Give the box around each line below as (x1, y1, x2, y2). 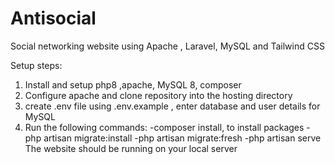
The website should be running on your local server (24, 142, 238, 154)
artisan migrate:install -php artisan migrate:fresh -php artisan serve (43, 132, 322, 144)
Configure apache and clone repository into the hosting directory (24, 89, 293, 101)
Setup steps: (10, 59, 63, 71)
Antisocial (10, 7, 97, 30)
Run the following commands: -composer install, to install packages (24, 121, 305, 133)
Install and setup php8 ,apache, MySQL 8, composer (24, 78, 242, 91)
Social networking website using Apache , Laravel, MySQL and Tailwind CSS (10, 40, 325, 52)
